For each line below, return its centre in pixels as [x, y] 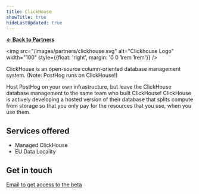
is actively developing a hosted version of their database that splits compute [100, 99]
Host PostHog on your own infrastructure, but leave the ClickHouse [89, 87]
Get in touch [29, 170]
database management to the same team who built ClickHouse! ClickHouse [99, 93]
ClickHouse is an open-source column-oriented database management [94, 69]
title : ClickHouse [29, 12]
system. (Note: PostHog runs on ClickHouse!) [62, 76]
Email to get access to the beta [44, 184]
